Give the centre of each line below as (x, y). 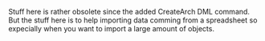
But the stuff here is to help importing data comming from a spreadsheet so (133, 20)
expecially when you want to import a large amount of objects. (112, 29)
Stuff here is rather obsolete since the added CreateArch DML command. (129, 12)
